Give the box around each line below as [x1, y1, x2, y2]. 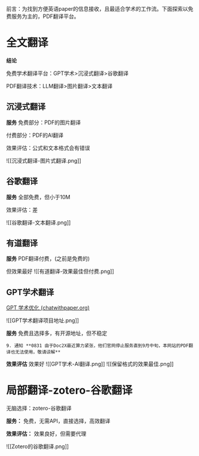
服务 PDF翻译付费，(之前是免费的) [6, 255, 90, 262]
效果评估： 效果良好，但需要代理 [6, 430, 87, 437]
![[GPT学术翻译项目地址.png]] [6, 317, 79, 324]
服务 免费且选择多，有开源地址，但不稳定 [6, 329, 108, 337]
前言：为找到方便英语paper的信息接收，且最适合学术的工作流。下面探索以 [6, 5, 188, 12]
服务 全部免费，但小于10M [6, 193, 71, 200]
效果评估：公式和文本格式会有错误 [6, 144, 90, 151]
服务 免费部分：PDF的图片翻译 [6, 119, 81, 126]
